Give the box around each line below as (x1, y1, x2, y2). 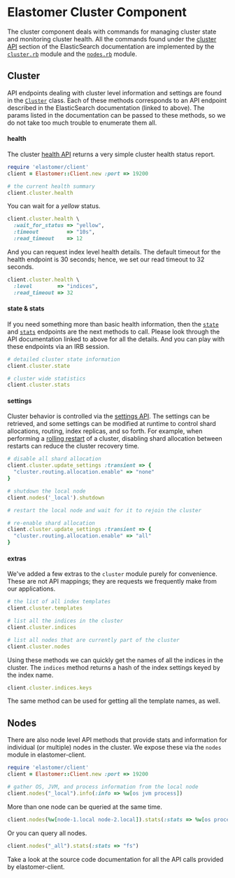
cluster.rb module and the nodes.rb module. (7, 50, 138, 58)
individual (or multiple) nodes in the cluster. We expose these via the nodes (7, 743, 222, 752)
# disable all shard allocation (7, 455, 101, 462)
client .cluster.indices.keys (7, 684, 92, 691)
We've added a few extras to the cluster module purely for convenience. (7, 570, 218, 578)
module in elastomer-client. (7, 750, 86, 759)
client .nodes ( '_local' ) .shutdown (7, 494, 105, 501)
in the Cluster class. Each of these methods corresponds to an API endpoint (7, 96, 227, 104)
